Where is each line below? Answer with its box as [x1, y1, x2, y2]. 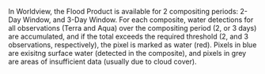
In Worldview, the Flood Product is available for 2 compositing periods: [8, 7, 239, 16]
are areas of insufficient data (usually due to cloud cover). [8, 57, 197, 66]
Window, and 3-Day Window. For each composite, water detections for [22, 15, 254, 24]
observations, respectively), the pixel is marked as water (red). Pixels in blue [8, 40, 257, 50]
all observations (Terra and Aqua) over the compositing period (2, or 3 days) [8, 24, 257, 32]
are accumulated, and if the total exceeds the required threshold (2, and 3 [8, 31, 249, 41]
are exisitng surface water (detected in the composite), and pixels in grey [8, 49, 247, 57]
